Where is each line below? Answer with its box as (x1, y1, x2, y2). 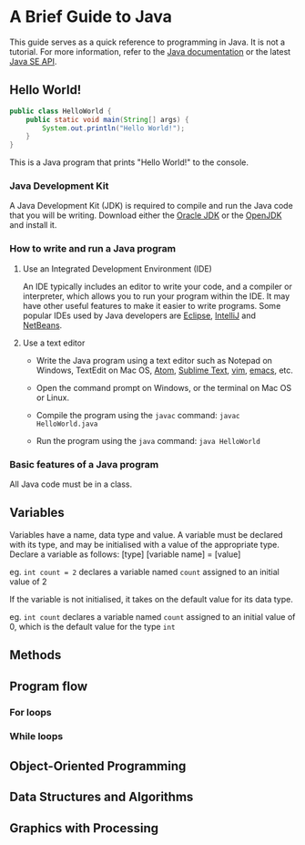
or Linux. (36, 392, 70, 403)
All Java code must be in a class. (9, 479, 133, 489)
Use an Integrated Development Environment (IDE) (22, 263, 212, 274)
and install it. (9, 220, 57, 231)
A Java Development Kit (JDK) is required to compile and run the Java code (9, 201, 293, 211)
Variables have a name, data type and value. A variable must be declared (9, 529, 284, 540)
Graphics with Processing (9, 820, 159, 836)
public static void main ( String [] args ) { (25, 115, 189, 124)
